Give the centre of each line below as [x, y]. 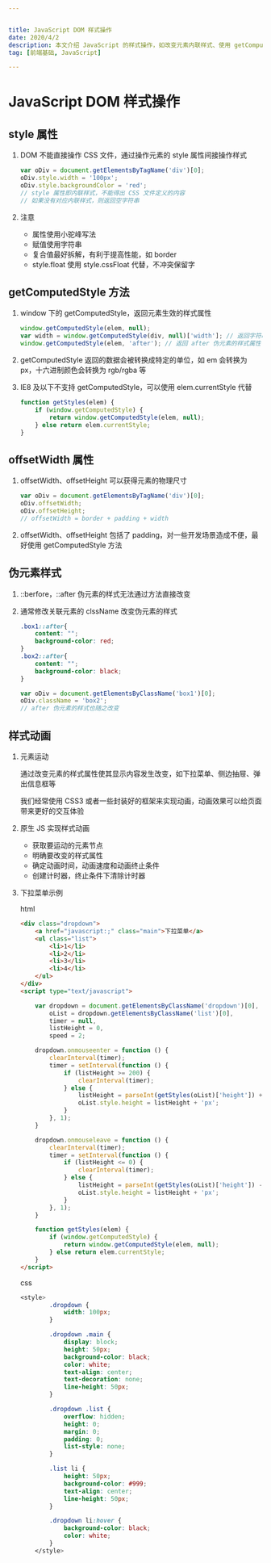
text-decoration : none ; [103, 1380]
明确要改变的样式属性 [67, 855]
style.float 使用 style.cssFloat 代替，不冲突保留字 [113, 264]
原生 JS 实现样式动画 [55, 828]
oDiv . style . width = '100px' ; [69, 178]
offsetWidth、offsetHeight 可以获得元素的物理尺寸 [103, 480]
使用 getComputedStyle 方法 [75, 545]
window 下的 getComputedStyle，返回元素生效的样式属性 [116, 313]
